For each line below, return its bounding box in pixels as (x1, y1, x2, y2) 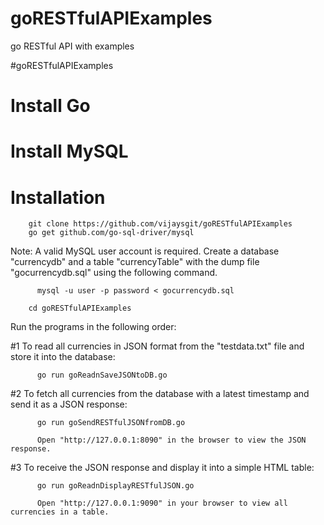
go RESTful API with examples (10, 40, 135, 52)
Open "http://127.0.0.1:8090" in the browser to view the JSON (36, 435, 307, 446)
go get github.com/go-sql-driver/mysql (28, 228, 195, 238)
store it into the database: (10, 351, 116, 363)
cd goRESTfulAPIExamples (28, 303, 132, 314)
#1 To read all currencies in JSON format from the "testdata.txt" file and (10, 340, 305, 352)
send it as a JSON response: (10, 398, 128, 411)
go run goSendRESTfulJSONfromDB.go (36, 418, 186, 428)
